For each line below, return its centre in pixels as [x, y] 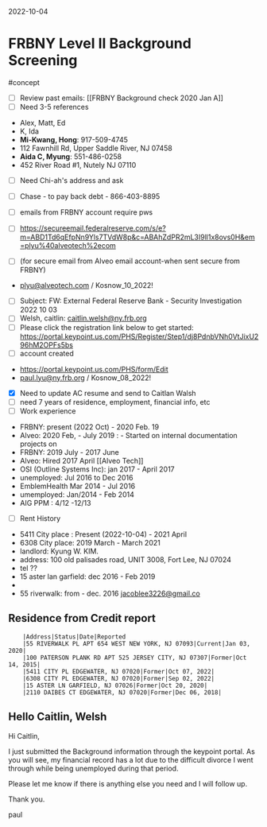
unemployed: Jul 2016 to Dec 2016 [76, 477]
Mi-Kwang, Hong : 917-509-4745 [74, 140]
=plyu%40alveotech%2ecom [68, 246]
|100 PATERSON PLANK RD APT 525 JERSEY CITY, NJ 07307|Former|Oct [135, 658]
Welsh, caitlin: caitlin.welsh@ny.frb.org [83, 318]
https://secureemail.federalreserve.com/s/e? [93, 228]
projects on [38, 444]
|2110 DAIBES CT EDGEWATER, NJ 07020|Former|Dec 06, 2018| [122, 692]
